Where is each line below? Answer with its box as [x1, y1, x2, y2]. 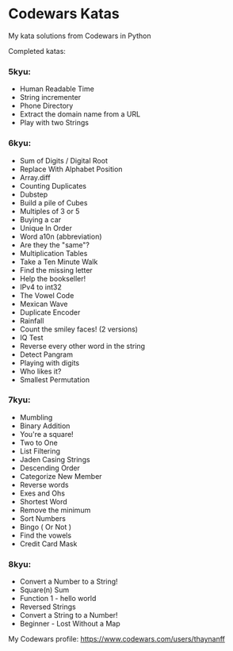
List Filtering [19, 446, 61, 456]
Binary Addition [19, 421, 71, 431]
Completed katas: [8, 46, 66, 56]
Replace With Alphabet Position [19, 164, 123, 174]
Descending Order [19, 463, 81, 473]
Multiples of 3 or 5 [19, 206, 80, 216]
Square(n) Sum [19, 585, 70, 595]
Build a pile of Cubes [19, 197, 88, 207]
